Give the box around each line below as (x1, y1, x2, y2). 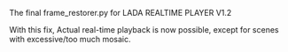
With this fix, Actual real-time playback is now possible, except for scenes (9, 25, 279, 34)
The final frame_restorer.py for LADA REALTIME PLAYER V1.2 (9, 8, 232, 18)
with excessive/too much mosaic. (9, 34, 131, 44)
